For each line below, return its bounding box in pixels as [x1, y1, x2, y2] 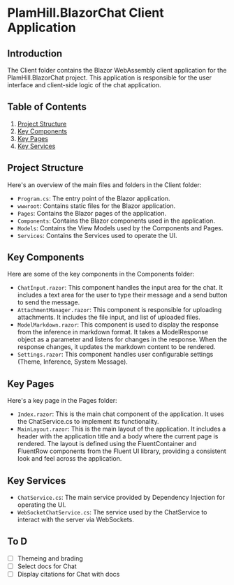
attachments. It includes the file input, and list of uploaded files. [17, 313, 200, 322]
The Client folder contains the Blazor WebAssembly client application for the [7, 66, 227, 74]
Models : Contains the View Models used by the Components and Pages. [17, 223, 224, 232]
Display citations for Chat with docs [17, 570, 120, 578]
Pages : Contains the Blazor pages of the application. [17, 209, 167, 217]
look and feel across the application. [17, 454, 122, 463]
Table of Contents [7, 101, 87, 113]
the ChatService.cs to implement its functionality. [17, 417, 159, 426]
